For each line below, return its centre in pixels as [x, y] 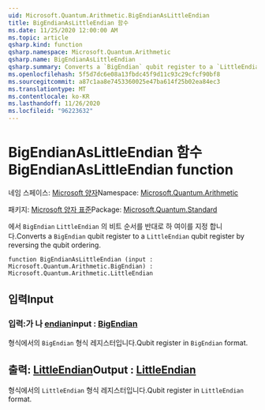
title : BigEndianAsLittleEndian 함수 [68, 23]
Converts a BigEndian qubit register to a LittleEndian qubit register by [130, 236]
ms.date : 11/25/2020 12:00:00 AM [63, 30]
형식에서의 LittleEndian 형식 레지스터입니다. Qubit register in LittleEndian [126, 390]
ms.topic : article [38, 38]
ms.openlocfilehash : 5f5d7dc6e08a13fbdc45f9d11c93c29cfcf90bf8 [114, 74]
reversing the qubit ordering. [54, 245]
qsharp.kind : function [45, 45]
